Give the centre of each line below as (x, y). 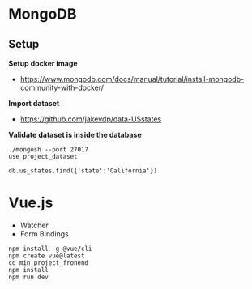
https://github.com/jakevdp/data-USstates (91, 119)
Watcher (34, 225)
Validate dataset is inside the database (75, 135)
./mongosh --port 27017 (49, 150)
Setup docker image (43, 63)
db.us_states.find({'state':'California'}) (83, 171)
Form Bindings (44, 234)
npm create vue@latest (47, 256)
